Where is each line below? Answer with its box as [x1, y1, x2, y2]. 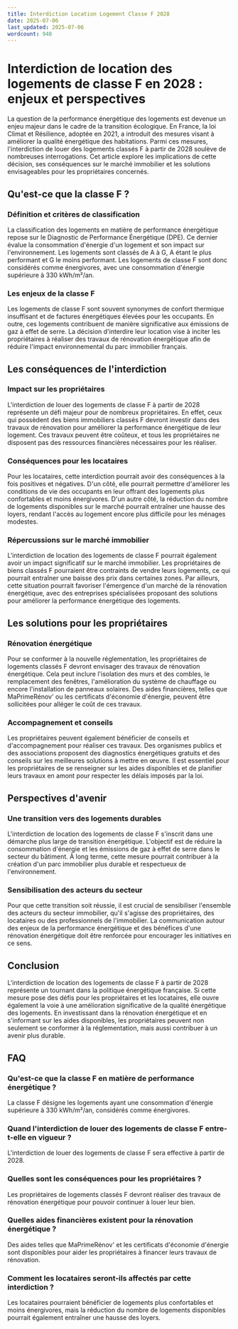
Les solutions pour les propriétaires [7, 617, 168, 629]
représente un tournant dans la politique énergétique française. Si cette [7, 986, 217, 995]
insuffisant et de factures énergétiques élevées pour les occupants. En [7, 312, 215, 321]
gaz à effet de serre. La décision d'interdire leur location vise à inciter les [7, 328, 221, 336]
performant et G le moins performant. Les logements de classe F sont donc [7, 255, 228, 264]
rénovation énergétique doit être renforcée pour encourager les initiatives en [7, 932, 232, 940]
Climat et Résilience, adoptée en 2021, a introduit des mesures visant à [7, 129, 215, 139]
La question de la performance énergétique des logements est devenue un [7, 114, 226, 123]
